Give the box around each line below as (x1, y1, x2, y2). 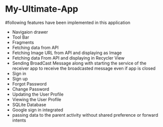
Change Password (12, 86, 49, 92)
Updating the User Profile (12, 91, 64, 97)
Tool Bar (12, 34, 29, 40)
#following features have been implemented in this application (5, 20, 131, 25)
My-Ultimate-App (5, 3, 78, 15)
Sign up (12, 76, 28, 82)
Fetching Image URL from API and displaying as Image (12, 50, 122, 56)
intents (12, 117, 26, 123)
